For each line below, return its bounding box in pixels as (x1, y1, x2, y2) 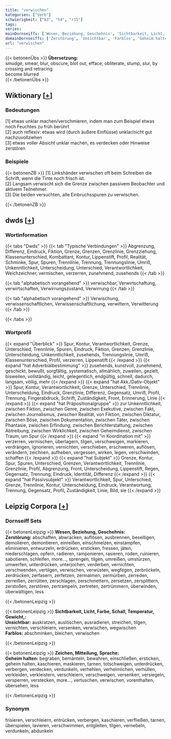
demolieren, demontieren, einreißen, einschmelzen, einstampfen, (5, 540, 141, 546)
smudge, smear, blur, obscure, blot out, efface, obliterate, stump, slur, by (5, 60, 158, 66)
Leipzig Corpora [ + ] (5, 502, 69, 511)
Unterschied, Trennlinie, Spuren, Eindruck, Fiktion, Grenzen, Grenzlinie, (5, 346, 155, 352)
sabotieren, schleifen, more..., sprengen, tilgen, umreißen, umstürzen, (5, 556, 152, 562)
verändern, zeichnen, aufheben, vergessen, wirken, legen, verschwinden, (5, 449, 160, 455)
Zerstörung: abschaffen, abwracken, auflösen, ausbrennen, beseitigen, (5, 535, 156, 541)
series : (5, 27, 22, 32)
